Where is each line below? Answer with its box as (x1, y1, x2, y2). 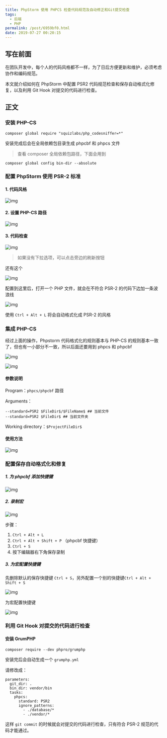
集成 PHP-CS (5, 325, 37, 332)
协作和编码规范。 (5, 70, 40, 76)
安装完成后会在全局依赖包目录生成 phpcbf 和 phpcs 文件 (5, 140, 120, 146)
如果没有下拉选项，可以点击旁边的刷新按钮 (17, 254, 105, 261)
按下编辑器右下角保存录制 (12, 549, 65, 555)
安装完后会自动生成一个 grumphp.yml (5, 656, 79, 662)
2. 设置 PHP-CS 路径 (5, 210, 47, 216)
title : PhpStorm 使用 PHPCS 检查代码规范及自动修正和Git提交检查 (5, 7, 130, 12)
